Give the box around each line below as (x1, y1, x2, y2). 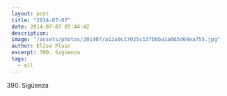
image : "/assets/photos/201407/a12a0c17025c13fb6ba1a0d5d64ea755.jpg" (11, 36, 221, 43)
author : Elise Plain (11, 42, 72, 49)
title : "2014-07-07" (11, 17, 72, 24)
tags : (11, 56, 27, 63)
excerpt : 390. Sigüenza (11, 49, 81, 56)
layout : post (11, 10, 49, 17)
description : (11, 29, 49, 37)
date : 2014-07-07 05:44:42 (11, 23, 90, 30)
